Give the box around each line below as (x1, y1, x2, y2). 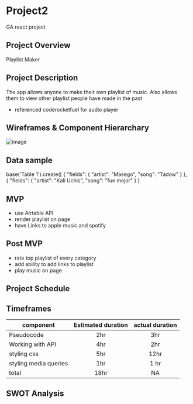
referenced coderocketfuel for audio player (14, 106, 119, 113)
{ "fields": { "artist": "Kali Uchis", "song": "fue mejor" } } (6, 177, 140, 184)
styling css (9, 350, 39, 358)
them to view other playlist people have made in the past (6, 95, 143, 102)
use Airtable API (14, 209, 54, 216)
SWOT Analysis (6, 389, 64, 399)
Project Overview (6, 40, 71, 50)
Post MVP (6, 239, 43, 249)
